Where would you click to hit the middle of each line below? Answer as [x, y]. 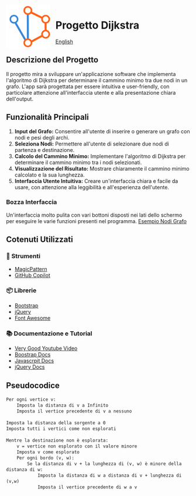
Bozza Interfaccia [32, 202]
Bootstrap [26, 306]
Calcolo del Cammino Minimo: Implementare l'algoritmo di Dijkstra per [100, 156]
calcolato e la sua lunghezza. [49, 175]
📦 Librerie [21, 290]
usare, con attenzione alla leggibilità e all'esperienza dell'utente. [92, 187]
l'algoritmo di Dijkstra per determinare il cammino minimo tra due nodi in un [97, 80]
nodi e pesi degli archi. [42, 137]
